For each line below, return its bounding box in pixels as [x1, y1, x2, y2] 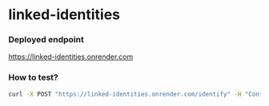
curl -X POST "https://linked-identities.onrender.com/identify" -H [8, 90, 242, 98]
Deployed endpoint [8, 34, 84, 45]
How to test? [8, 72, 58, 83]
